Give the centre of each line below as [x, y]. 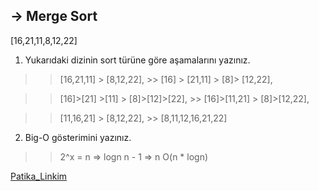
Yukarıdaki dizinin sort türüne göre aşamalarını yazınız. [137, 60]
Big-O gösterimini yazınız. [78, 137]
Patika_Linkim [39, 176]
